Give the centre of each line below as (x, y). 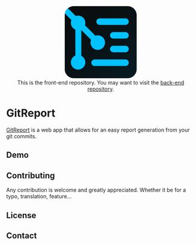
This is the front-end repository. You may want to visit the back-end (101, 83)
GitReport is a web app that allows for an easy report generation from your (98, 130)
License (21, 215)
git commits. (22, 136)
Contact (22, 236)
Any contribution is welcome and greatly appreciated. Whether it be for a (96, 190)
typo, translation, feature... (39, 196)
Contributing (31, 176)
